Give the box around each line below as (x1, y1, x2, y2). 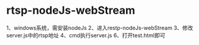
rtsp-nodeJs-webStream (6, 4, 136, 17)
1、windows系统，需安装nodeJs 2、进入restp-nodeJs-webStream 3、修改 (6, 24, 194, 31)
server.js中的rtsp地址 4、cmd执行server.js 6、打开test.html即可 (6, 31, 166, 39)
